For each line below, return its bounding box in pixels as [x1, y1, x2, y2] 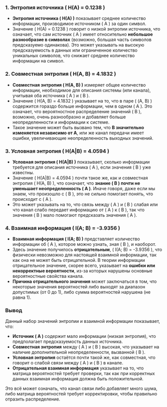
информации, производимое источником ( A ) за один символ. [12, 21, 147, 27]
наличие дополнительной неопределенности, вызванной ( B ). [12, 349, 146, 355]
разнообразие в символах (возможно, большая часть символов [12, 37, 152, 43]
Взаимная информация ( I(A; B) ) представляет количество [12, 236, 141, 242]
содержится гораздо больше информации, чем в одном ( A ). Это [12, 103, 153, 109]
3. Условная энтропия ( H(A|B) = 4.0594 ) [5, 147, 110, 154]
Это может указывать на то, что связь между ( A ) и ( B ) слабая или [12, 201, 158, 207]
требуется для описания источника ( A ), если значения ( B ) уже [12, 164, 151, 170]
